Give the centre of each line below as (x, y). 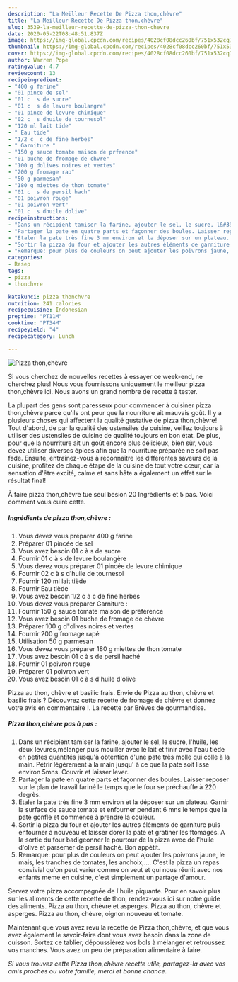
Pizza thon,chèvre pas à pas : (53, 724)
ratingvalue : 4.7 (34, 67)
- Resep (19, 264)
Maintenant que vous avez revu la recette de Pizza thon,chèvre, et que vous (119, 927)
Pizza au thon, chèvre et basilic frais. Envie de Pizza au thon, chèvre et (111, 692)
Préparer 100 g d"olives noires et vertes (76, 626)
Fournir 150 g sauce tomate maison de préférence (91, 611)
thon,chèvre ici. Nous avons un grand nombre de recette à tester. (103, 391)
